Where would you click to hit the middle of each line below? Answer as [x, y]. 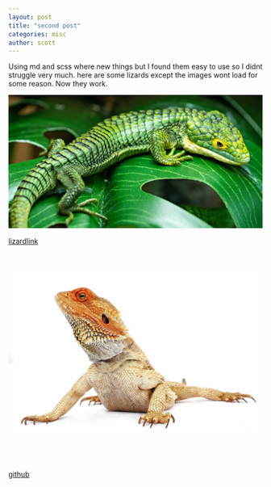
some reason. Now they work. [58, 84]
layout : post [30, 17]
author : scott [32, 43]
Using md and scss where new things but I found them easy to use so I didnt [135, 67]
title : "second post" [45, 25]
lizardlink [23, 241]
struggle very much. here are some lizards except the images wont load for [133, 75]
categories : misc [38, 34]
